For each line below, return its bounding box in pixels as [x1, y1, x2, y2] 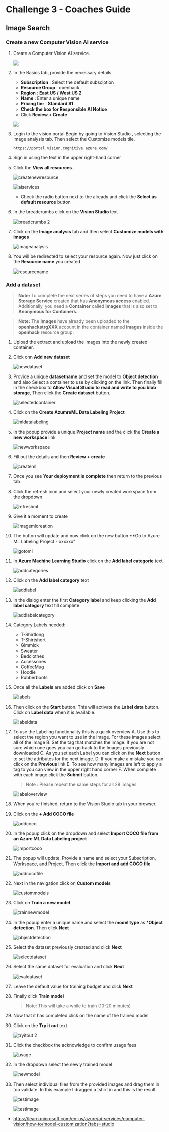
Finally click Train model [13, 993, 64, 999]
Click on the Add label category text [13, 577, 89, 583]
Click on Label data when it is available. [13, 709, 96, 715]
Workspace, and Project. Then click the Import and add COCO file [13, 860, 151, 867]
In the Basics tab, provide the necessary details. [13, 69, 113, 75]
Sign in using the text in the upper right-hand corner [13, 154, 121, 160]
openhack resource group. [18, 329, 74, 335]
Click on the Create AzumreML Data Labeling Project [13, 409, 125, 415]
